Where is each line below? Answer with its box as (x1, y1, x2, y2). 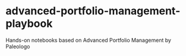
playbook (5, 17, 53, 30)
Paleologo (5, 43, 30, 50)
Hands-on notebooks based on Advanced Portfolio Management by (5, 36, 172, 43)
